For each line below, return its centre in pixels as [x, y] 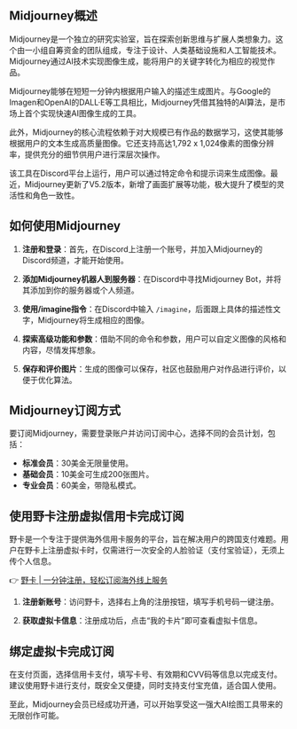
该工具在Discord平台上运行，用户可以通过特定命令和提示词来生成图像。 [140, 173]
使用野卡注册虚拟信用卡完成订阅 [97, 516]
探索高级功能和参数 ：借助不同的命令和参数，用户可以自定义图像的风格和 [154, 339]
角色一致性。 [56, 195]
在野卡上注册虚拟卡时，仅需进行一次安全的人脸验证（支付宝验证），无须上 [151, 550]
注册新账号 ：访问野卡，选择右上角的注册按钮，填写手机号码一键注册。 [150, 602]
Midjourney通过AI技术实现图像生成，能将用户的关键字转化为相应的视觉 [138, 61]
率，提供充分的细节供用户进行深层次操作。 [87, 154]
